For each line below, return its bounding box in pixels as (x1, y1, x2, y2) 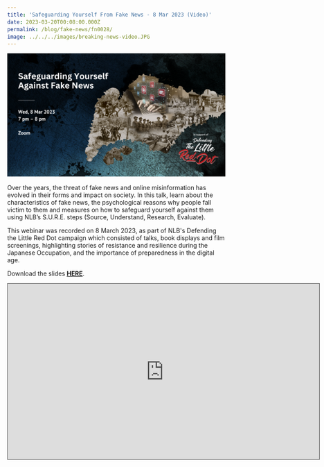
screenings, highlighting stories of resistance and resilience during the (7, 241, 208, 249)
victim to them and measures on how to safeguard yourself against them (7, 205, 215, 214)
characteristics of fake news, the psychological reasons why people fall (7, 198, 212, 206)
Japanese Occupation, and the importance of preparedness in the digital (7, 248, 215, 257)
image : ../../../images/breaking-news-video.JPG (7, 33, 150, 40)
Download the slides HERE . (7, 269, 85, 278)
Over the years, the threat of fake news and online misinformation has (7, 183, 206, 192)
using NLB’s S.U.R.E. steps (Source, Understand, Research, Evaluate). (7, 212, 206, 221)
